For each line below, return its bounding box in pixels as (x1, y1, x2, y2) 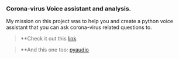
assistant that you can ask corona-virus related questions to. (6, 24, 152, 31)
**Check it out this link (20, 35, 77, 42)
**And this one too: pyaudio (20, 46, 89, 53)
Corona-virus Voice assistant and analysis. (6, 5, 132, 13)
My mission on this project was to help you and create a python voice (6, 18, 174, 25)
